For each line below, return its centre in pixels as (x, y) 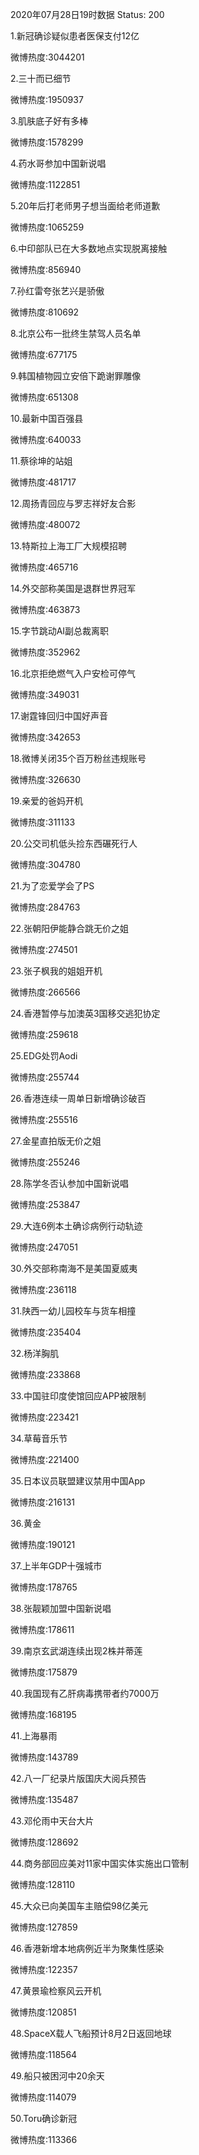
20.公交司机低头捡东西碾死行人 (74, 843)
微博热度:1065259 (47, 227)
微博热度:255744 (45, 1077)
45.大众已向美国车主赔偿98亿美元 (79, 1906)
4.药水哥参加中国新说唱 (58, 163)
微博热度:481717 (43, 482)
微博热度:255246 (45, 1162)
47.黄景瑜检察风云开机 (56, 1991)
